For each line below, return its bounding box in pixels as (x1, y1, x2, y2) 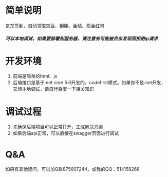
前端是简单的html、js (12, 73, 58, 80)
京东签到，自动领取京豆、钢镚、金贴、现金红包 (5, 23, 104, 29)
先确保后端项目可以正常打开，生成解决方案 (12, 124, 103, 130)
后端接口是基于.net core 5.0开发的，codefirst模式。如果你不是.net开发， (12, 80, 166, 86)
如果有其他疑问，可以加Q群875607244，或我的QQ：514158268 (5, 166, 140, 172)
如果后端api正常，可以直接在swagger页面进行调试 (12, 130, 119, 136)
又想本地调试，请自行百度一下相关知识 (12, 86, 94, 92)
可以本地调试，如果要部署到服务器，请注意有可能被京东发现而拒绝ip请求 (5, 35, 158, 42)
